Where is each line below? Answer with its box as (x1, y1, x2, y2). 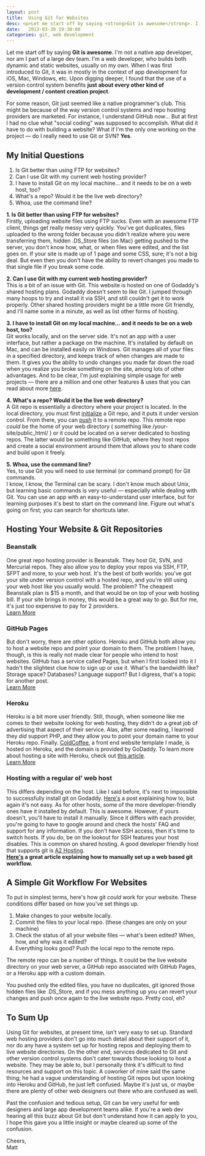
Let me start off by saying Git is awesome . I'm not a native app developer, (6, 48, 193, 56)
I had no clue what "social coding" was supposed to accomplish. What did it (6, 119, 198, 126)
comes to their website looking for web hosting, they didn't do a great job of (6, 720, 198, 727)
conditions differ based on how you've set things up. (6, 900, 139, 907)
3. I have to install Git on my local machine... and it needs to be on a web (6, 319, 193, 327)
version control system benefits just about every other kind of (6, 81, 164, 89)
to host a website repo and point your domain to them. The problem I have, (6, 644, 195, 651)
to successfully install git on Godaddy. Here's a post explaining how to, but (6, 794, 195, 802)
